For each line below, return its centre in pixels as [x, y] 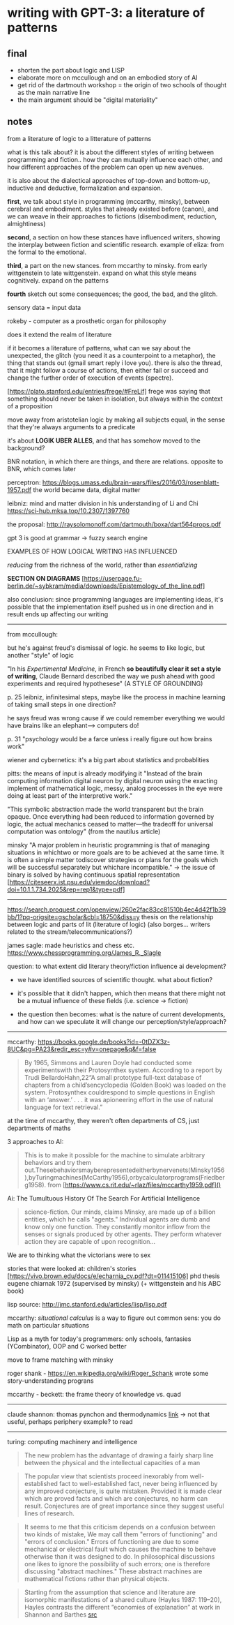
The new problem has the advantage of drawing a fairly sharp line [119, 1455]
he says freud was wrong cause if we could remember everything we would [116, 718]
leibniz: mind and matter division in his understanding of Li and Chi [103, 503]
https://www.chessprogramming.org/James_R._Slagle [84, 952]
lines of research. [49, 1513]
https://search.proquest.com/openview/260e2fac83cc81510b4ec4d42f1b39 [117, 910]
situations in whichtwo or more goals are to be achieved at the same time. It [116, 852]
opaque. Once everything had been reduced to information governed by [111, 816]
